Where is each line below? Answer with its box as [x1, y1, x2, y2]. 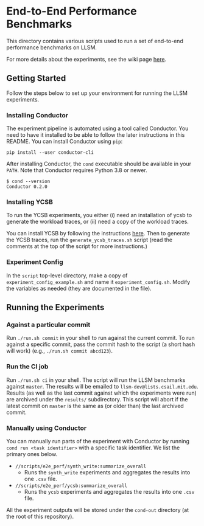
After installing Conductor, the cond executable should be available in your [6, 160, 192, 168]
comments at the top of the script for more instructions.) [6, 243, 148, 250]
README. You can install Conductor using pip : [6, 138, 123, 145]
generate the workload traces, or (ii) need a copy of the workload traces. [6, 218, 189, 226]
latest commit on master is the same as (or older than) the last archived [6, 402, 184, 409]
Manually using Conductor [6, 424, 87, 432]
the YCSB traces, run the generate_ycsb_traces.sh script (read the [6, 236, 172, 244]
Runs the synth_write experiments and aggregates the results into [24, 468, 191, 476]
